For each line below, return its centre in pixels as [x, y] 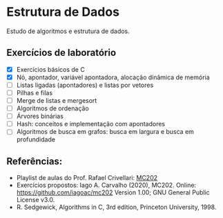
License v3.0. [36, 200]
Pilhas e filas [35, 92]
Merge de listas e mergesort [57, 100]
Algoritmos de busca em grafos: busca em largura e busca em [105, 132]
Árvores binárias [40, 116]
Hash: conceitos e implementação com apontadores [91, 124]
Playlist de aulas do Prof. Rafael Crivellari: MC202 [87, 178]
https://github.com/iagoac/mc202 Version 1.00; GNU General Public [113, 192]
